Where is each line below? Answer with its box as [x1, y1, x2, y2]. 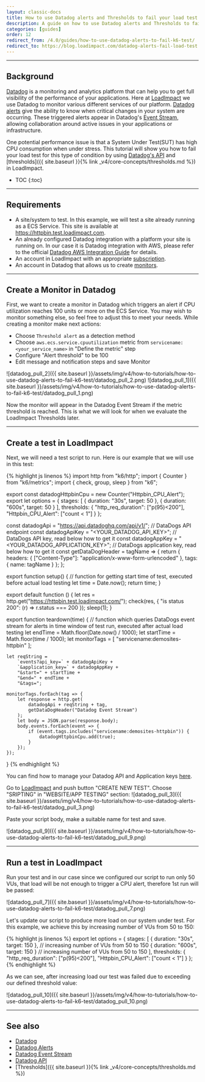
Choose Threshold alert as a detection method [15, 332, 135, 340]
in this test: [6, 461, 34, 468]
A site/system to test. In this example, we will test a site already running [15, 216, 195, 223]
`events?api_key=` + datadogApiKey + [17, 659, 113, 665]
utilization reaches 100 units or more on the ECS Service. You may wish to [6, 307, 192, 315]
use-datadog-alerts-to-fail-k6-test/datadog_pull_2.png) [6, 376, 146, 384]
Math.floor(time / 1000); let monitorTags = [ [6, 635, 115, 643]
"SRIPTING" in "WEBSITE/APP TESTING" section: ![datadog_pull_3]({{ [6, 791, 182, 798]
